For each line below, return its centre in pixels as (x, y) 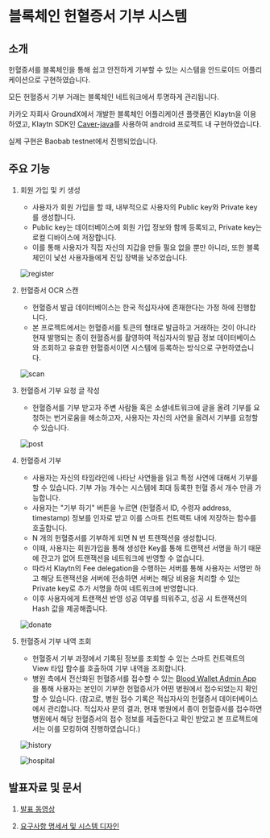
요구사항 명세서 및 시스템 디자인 (69, 826)
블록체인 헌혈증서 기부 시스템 (98, 17)
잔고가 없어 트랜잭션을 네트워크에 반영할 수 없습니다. (123, 558)
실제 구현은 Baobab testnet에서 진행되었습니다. (83, 141)
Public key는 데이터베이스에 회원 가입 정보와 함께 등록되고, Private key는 (147, 227)
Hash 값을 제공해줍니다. (70, 608)
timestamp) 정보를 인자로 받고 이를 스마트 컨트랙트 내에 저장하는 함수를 (144, 517)
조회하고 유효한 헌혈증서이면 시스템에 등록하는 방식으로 (127, 347)
